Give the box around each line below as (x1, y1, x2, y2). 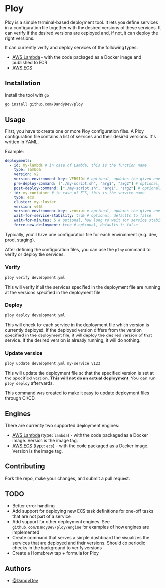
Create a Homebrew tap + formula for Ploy (12, 550, 99, 556)
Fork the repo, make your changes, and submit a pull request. (5, 475, 130, 481)
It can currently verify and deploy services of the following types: (5, 44, 138, 50)
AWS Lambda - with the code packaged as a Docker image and (12, 54, 142, 60)
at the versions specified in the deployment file (5, 289, 101, 295)
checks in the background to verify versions (12, 545, 102, 551)
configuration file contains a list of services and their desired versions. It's (5, 134, 156, 140)
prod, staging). (5, 237, 36, 243)
